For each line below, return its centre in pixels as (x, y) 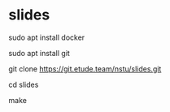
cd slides (24, 84)
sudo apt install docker (47, 37)
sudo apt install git (39, 53)
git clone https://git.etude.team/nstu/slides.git (85, 69)
